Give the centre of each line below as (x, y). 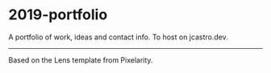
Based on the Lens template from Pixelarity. (81, 60)
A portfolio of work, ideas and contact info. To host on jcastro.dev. (118, 37)
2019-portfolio (58, 15)
